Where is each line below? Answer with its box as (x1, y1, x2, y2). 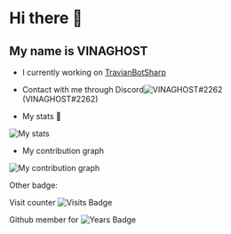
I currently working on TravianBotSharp (21, 67, 167, 77)
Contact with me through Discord (21, 85, 144, 94)
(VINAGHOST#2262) (21, 93, 99, 104)
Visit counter (9, 198, 56, 207)
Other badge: (9, 180, 58, 190)
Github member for (9, 214, 79, 225)
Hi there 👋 (9, 8, 83, 28)
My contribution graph (21, 146, 105, 156)
